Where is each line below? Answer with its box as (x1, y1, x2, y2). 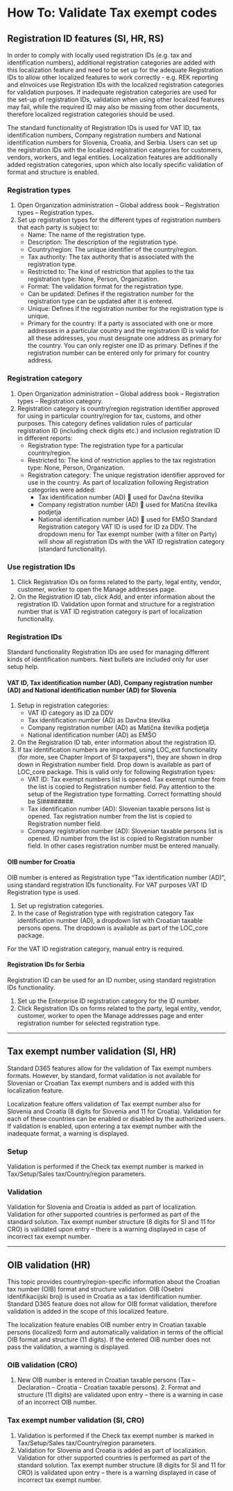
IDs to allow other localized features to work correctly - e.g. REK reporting (7, 73, 218, 81)
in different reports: (17, 433, 73, 442)
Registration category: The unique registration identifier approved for (27, 471, 225, 479)
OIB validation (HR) (7, 1259, 91, 1271)
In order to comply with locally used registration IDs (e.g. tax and (7, 51, 192, 59)
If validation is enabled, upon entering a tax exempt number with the (7, 1122, 202, 1130)
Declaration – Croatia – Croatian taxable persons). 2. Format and (17, 1383, 201, 1392)
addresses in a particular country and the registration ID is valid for (27, 327, 219, 335)
